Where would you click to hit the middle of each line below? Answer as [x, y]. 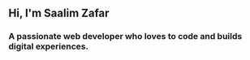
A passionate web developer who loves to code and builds [125, 36]
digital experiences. [49, 46]
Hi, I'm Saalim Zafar [59, 13]
